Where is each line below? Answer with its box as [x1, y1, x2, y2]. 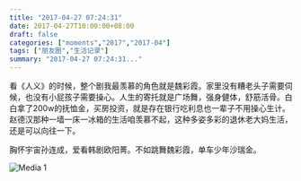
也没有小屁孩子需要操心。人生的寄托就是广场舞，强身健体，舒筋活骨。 [24, 91, 285, 102]
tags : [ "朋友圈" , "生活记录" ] [9, 47, 110, 56]
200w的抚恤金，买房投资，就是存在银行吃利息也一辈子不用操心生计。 [32, 103, 290, 113]
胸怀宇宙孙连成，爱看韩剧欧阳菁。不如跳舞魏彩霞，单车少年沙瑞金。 [9, 144, 261, 155]
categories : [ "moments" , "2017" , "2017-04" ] [9, 38, 171, 47]
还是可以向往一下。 [9, 125, 81, 135]
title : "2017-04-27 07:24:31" [9, 13, 123, 22]
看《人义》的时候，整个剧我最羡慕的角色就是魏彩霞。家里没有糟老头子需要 [9, 81, 285, 90]
